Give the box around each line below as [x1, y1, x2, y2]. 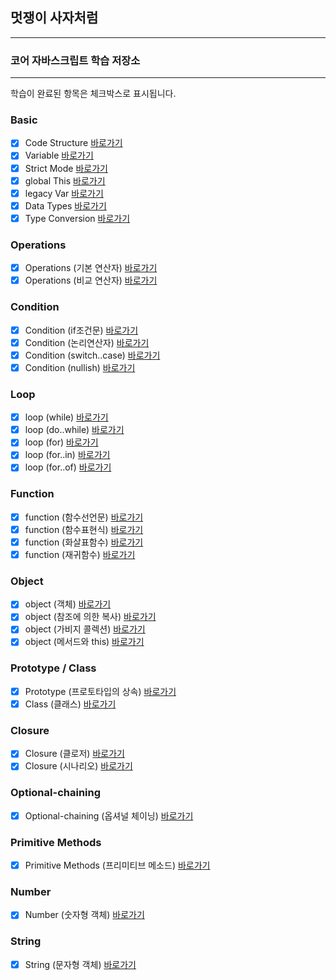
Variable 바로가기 [24, 149, 94, 162]
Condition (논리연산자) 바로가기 [24, 336, 150, 348]
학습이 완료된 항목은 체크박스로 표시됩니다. [10, 88, 177, 100]
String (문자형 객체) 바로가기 [24, 958, 137, 970]
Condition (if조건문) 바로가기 [24, 324, 139, 336]
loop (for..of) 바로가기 [24, 461, 112, 473]
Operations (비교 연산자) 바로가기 [24, 274, 158, 287]
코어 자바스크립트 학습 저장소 [10, 53, 141, 67]
